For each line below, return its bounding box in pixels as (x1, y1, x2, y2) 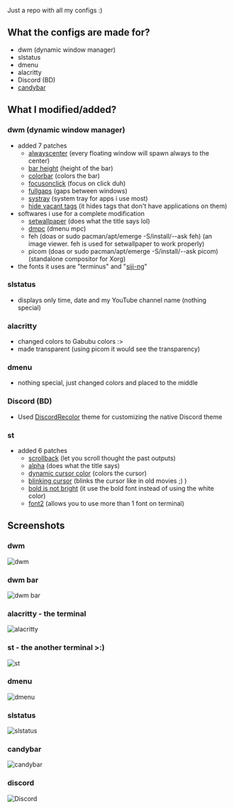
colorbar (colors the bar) (28, 171, 101, 180)
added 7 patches (17, 141, 67, 150)
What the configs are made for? (7, 26, 150, 38)
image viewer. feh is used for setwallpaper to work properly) (28, 239, 205, 248)
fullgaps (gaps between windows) (28, 186, 128, 195)
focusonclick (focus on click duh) (28, 179, 126, 188)
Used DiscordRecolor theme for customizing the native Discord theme (17, 412, 223, 421)
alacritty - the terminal (7, 609, 87, 619)
